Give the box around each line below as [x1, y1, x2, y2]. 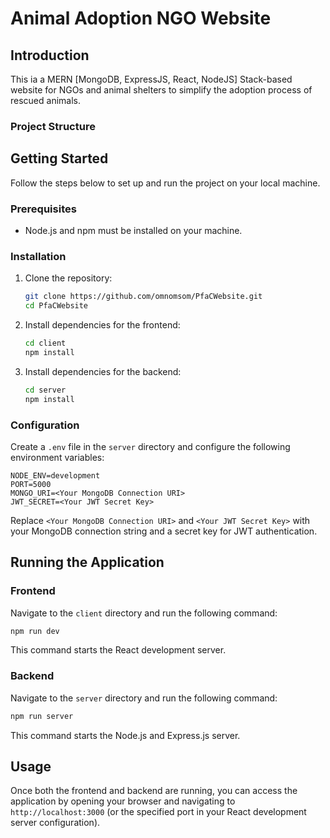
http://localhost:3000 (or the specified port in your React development [10, 806, 307, 818]
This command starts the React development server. [10, 644, 227, 656]
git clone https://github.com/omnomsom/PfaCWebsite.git [24, 292, 263, 302]
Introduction [10, 47, 90, 64]
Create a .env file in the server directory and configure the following [10, 440, 291, 452]
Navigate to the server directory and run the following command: [10, 692, 278, 704]
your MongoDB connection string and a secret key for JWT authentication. [10, 525, 318, 537]
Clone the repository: [24, 272, 113, 284]
